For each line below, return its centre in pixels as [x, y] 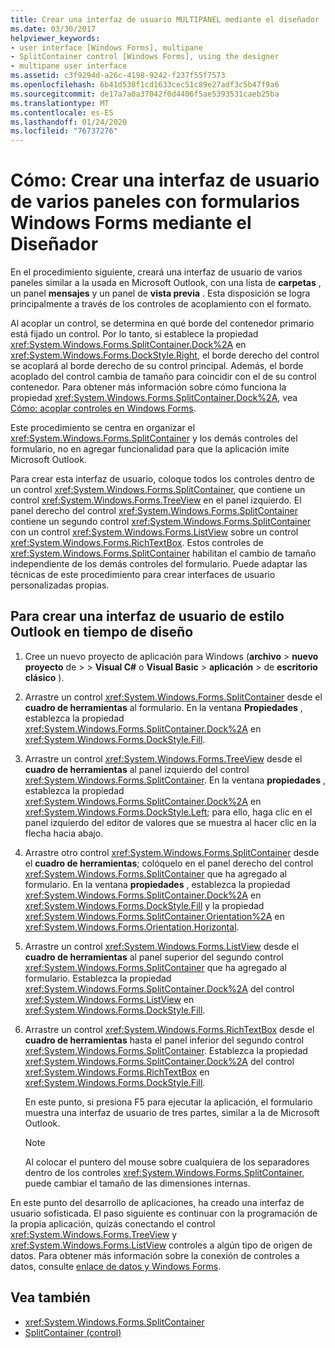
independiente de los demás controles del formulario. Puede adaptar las [159, 564]
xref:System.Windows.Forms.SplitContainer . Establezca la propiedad [166, 1050]
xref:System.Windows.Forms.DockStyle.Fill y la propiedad [144, 905]
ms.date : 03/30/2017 [53, 29]
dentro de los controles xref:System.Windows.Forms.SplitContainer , [164, 1172]
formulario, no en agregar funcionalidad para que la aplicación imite [150, 449]
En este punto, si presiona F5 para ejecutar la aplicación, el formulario [168, 1102]
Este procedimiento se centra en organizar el [103, 428]
